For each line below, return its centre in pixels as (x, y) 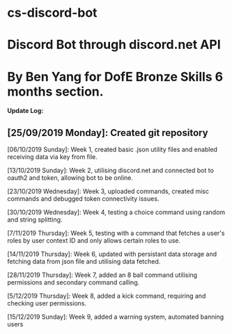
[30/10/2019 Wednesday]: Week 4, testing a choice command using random (116, 212)
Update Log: (25, 111)
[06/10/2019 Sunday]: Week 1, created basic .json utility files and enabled (113, 150)
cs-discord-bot (52, 13)
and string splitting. (35, 220)
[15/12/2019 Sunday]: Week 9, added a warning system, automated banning (116, 317)
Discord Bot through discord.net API (114, 45)
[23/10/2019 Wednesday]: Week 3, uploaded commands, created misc (108, 191)
